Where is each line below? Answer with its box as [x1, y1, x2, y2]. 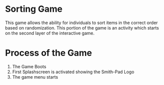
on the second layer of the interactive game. [5, 30, 95, 36]
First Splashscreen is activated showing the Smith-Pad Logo [12, 69, 135, 75]
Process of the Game [5, 48, 92, 58]
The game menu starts [12, 74, 58, 80]
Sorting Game [5, 3, 63, 15]
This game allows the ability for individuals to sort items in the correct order [5, 20, 158, 26]
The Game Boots [12, 63, 47, 69]
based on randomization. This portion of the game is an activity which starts [5, 25, 159, 30]
